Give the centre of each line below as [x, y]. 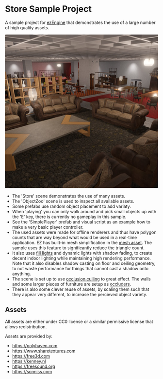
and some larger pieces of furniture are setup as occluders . [72, 284]
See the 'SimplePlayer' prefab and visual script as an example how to [81, 222]
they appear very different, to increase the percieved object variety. [80, 294]
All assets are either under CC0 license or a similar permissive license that [79, 321]
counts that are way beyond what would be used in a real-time [74, 237]
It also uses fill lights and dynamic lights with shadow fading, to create [82, 253]
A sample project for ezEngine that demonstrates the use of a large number [81, 22]
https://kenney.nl [29, 361]
